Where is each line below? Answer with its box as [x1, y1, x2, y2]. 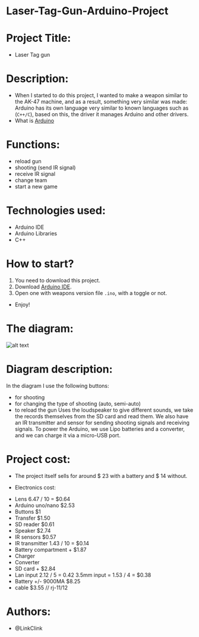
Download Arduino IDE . [14, 283, 72, 290]
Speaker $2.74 [14, 527, 51, 534]
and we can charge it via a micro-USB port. [14, 431, 121, 439]
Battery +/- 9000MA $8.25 [14, 577, 81, 585]
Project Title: [6, 32, 71, 45]
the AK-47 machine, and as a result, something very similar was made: [14, 98, 188, 105]
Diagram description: [6, 362, 113, 376]
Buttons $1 [14, 508, 41, 515]
